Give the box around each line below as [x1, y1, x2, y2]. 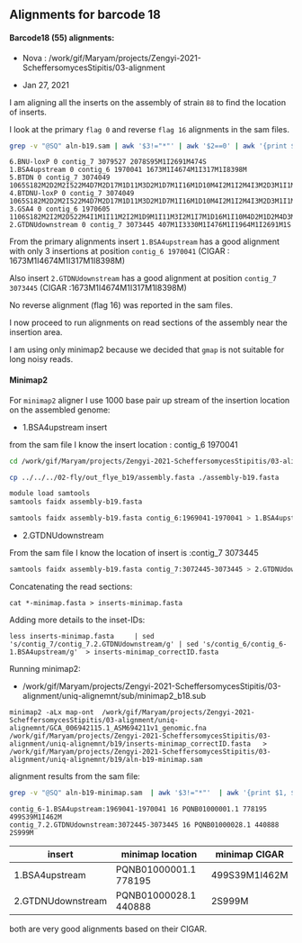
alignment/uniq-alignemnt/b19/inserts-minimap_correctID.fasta [9, 739, 252, 748]
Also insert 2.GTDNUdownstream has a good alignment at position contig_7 [9, 273, 277, 284]
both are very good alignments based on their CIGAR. [9, 923, 208, 934]
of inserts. [9, 106, 48, 117]
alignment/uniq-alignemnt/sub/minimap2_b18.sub [22, 690, 207, 701]
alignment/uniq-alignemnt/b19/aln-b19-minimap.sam [9, 755, 203, 764]
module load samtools [9, 489, 91, 498]
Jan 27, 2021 [22, 79, 70, 90]
